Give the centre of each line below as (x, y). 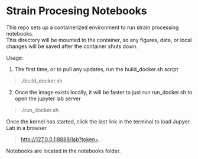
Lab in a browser (27, 128)
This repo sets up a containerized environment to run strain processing (92, 27)
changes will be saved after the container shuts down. (72, 46)
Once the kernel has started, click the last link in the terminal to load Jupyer (98, 121)
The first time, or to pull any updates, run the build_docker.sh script (96, 69)
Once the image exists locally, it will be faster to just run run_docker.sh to (103, 92)
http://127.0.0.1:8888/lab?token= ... (62, 139)
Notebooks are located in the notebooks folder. (64, 151)
